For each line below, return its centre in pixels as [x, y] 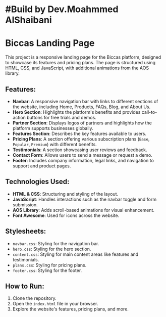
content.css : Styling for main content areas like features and [75, 254]
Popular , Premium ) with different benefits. [54, 144]
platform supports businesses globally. [53, 128]
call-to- [149, 112]
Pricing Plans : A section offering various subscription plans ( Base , [81, 139]
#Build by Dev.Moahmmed [62, 9]
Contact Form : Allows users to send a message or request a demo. [82, 155]
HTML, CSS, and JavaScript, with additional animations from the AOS [77, 68]
